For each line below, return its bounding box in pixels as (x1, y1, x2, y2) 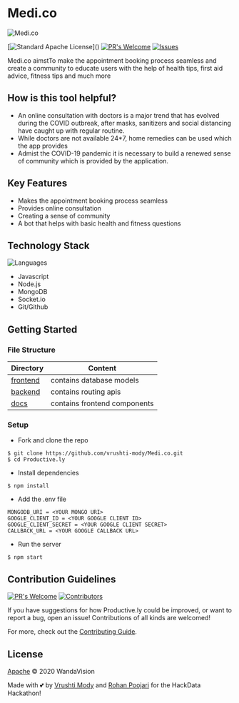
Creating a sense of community (17, 211, 111, 220)
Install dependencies (17, 469, 80, 477)
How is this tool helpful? (7, 92, 117, 104)
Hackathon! (7, 689, 41, 697)
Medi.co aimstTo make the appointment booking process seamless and (7, 56, 217, 65)
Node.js (17, 280, 41, 288)
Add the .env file (17, 495, 66, 504)
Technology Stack (7, 239, 90, 251)
